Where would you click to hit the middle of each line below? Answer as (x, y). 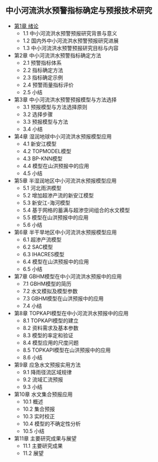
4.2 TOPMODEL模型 (47, 151)
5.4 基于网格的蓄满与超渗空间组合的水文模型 (76, 210)
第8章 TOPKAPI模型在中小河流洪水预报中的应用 (71, 313)
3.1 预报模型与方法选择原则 (55, 107)
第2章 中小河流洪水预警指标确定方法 (58, 55)
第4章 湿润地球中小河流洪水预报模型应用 (63, 136)
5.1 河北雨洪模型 (42, 188)
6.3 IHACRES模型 (44, 254)
